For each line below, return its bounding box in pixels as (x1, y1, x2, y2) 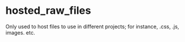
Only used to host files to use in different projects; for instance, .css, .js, (5, 23, 180, 30)
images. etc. (5, 29, 36, 36)
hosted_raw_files (5, 4, 92, 17)
